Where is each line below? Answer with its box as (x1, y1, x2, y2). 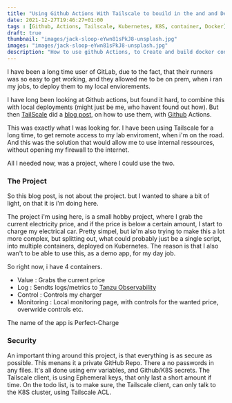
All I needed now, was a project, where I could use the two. (7, 159, 175, 167)
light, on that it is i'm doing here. (7, 199, 99, 208)
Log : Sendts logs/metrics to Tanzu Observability (17, 284, 157, 292)
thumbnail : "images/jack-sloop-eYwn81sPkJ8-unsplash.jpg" (7, 36, 177, 43)
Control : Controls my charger (17, 291, 102, 299)
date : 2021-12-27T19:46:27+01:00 (7, 17, 104, 23)
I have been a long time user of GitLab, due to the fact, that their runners (7, 67, 213, 76)
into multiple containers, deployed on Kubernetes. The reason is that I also (7, 242, 219, 250)
